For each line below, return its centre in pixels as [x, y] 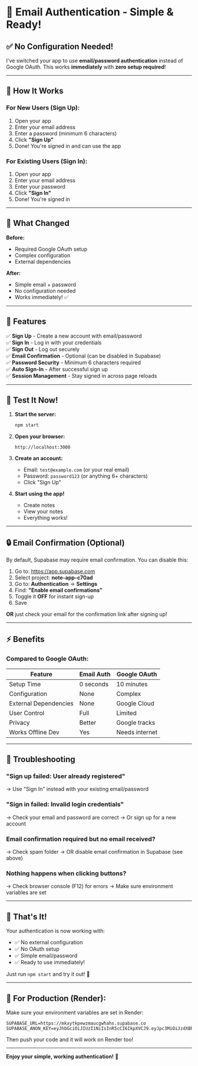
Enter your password [40, 186]
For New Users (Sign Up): [43, 108]
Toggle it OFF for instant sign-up [54, 597]
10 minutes [132, 684]
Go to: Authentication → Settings [56, 584]
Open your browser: [40, 436]
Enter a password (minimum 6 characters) [66, 133]
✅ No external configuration [49, 942]
